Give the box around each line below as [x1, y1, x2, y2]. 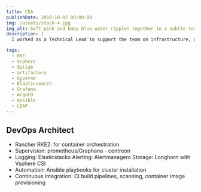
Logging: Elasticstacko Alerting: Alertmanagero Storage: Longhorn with [14, 154, 191, 161]
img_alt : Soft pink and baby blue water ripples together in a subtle [6, 25, 186, 32]
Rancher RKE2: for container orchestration [14, 141, 120, 148]
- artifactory [11, 69, 47, 75]
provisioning [14, 179, 46, 186]
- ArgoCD [11, 92, 33, 98]
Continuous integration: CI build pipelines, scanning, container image [14, 173, 185, 180]
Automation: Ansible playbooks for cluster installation [14, 166, 147, 173]
